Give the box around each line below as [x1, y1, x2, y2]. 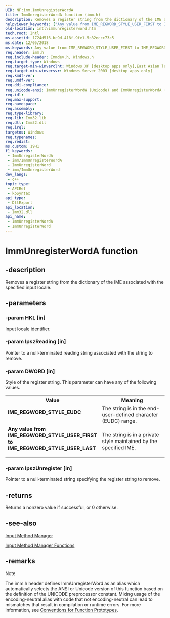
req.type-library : [5, 111, 44, 116]
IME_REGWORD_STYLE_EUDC [8, 409, 81, 416]
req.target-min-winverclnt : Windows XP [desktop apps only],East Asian [5, 64, 159, 69]
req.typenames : [5, 135, 37, 140]
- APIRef [7, 186, 26, 191]
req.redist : [5, 139, 30, 144]
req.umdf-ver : [5, 78, 35, 83]
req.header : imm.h [5, 50, 44, 55]
